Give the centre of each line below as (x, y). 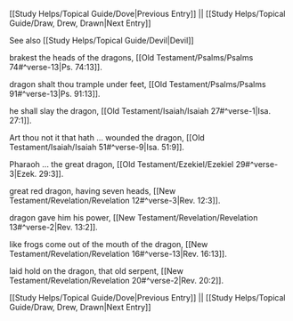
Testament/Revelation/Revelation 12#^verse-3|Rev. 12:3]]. (115, 201)
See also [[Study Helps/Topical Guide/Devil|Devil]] (102, 40)
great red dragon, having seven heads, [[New (93, 191)
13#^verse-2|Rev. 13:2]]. (53, 227)
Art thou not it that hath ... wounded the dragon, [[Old (107, 137)
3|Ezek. (23, 174)
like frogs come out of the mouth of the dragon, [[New (109, 244)
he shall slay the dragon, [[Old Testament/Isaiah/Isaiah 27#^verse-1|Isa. (140, 111)
